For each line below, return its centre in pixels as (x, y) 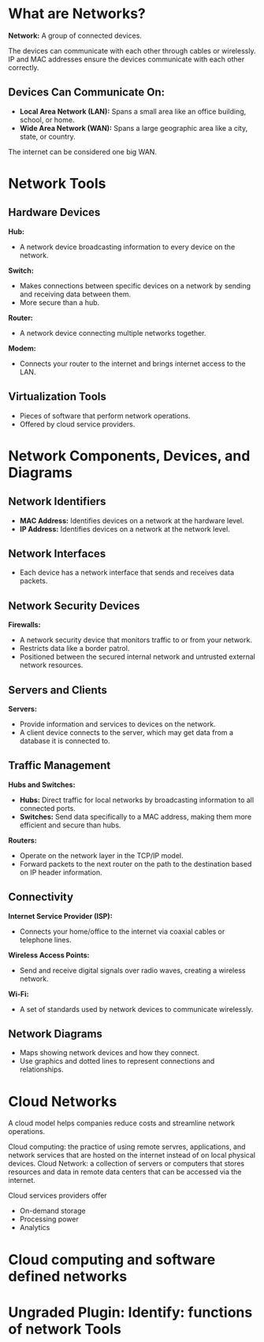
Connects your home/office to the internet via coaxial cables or (122, 931)
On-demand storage (52, 1211)
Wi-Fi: (19, 994)
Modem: (22, 348)
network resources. (51, 665)
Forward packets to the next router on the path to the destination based (136, 864)
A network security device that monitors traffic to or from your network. (136, 640)
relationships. (41, 1069)
